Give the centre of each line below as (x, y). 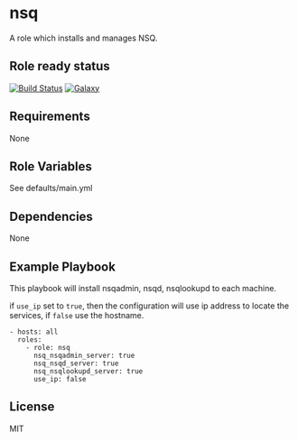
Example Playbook (62, 266)
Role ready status (60, 66)
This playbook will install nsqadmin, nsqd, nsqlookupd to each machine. (143, 288)
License (32, 407)
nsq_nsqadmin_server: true (84, 355)
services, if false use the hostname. (77, 315)
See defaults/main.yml (51, 188)
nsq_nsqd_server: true (76, 363)
